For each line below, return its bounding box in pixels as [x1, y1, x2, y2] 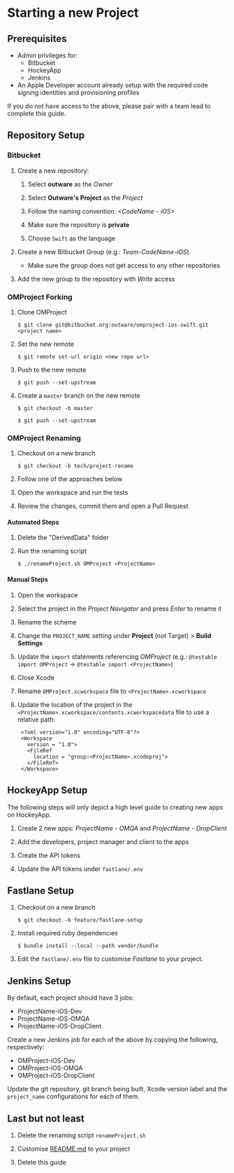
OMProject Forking [7, 292, 73, 302]
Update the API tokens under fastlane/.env [17, 864, 143, 873]
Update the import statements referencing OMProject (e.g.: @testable [17, 652, 218, 661]
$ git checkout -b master [17, 405, 93, 411]
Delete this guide [17, 1158, 66, 1166]
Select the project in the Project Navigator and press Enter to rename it [17, 604, 222, 613]
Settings [17, 639, 43, 647]
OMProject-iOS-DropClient [17, 1071, 95, 1080]
